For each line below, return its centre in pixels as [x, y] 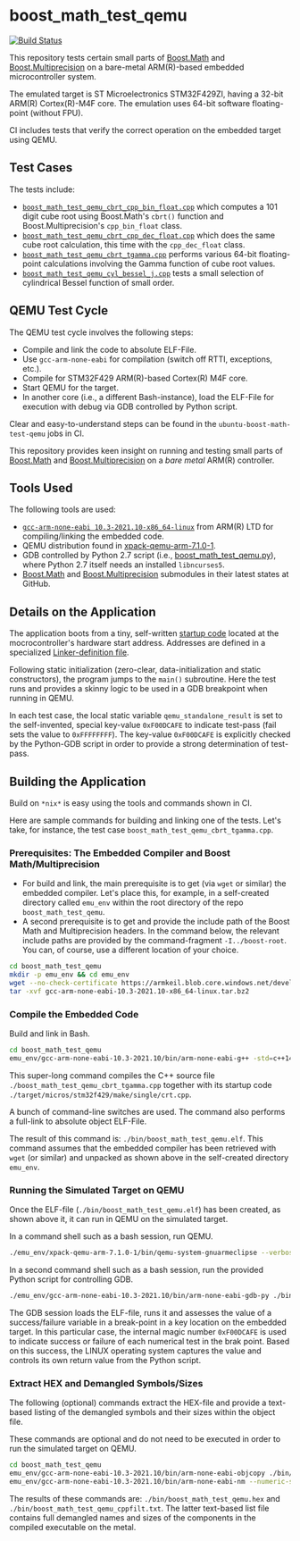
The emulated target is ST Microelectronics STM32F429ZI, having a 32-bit [146, 94]
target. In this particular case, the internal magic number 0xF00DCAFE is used [148, 1331]
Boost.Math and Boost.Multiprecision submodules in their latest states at [155, 574]
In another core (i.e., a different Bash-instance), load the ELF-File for [148, 397]
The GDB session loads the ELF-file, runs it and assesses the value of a [141, 1312]
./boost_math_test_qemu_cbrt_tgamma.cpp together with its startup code [141, 1085]
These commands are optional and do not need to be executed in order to [145, 1439]
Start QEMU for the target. [70, 387]
